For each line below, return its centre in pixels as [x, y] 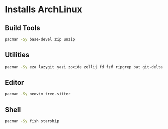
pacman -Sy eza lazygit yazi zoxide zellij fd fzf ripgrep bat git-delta [84, 67]
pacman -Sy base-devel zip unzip [40, 39]
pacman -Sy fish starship [32, 121]
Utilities [17, 55]
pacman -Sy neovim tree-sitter [38, 94]
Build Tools [23, 28]
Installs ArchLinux [44, 9]
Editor [14, 82]
